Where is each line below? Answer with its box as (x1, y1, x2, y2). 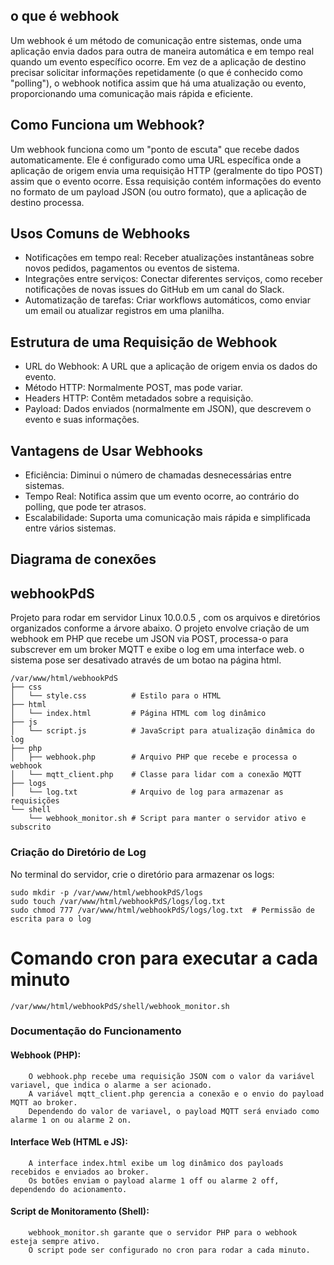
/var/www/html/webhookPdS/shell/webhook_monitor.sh (10, 1001, 230, 1011)
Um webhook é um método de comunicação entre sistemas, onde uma (10, 34, 302, 46)
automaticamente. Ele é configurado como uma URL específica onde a (10, 154, 302, 166)
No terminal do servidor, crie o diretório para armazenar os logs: (10, 868, 275, 880)
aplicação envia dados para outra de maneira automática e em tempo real (10, 45, 315, 57)
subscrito (10, 822, 52, 833)
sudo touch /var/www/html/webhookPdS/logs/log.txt (10, 896, 226, 906)
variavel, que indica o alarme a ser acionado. (10, 1080, 213, 1090)
